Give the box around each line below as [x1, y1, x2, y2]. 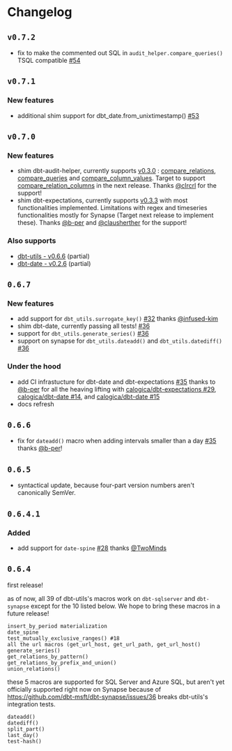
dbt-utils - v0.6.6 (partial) [17, 252, 91, 260]
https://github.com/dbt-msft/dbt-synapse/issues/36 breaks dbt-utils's [7, 692, 208, 701]
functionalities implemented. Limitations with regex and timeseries [17, 204, 208, 212]
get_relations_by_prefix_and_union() [7, 659, 117, 667]
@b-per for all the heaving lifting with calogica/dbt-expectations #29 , [17, 385, 217, 393]
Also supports [7, 236, 56, 246]
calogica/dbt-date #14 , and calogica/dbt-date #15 [17, 392, 160, 401]
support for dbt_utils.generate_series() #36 [17, 329, 149, 338]
